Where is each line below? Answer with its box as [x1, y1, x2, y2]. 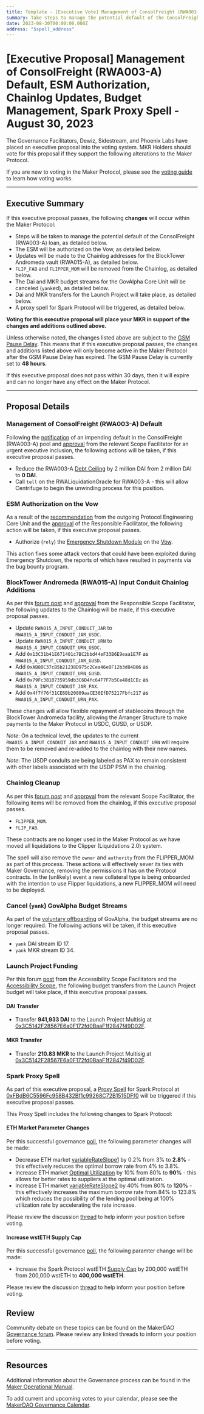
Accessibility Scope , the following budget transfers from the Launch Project [6, 982, 196, 989]
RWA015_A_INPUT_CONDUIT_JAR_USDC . [15, 631, 101, 638]
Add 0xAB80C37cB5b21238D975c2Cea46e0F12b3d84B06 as [15, 663, 149, 670]
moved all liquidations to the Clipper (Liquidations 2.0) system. [6, 842, 163, 849]
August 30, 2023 [6, 117, 94, 131]
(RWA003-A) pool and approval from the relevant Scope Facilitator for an [6, 440, 189, 447]
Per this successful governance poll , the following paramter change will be [6, 1247, 193, 1254]
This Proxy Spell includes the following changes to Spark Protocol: [6, 1110, 173, 1117]
